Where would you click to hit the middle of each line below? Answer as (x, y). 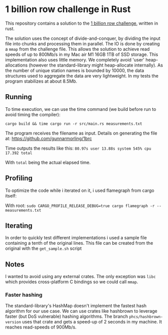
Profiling (19, 178)
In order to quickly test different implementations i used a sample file (76, 238)
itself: (11, 195)
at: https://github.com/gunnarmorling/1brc (49, 138)
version (13, 322)
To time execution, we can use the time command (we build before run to (81, 109)
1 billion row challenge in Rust (68, 9)
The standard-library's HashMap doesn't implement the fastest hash (76, 306)
